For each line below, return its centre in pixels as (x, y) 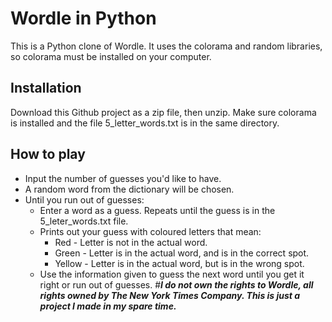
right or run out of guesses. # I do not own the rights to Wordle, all (176, 284)
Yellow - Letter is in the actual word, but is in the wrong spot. (179, 263)
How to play (48, 154)
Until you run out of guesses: (84, 199)
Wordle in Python (83, 18)
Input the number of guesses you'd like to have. (123, 178)
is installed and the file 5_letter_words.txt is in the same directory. (145, 123)
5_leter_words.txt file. (84, 221)
